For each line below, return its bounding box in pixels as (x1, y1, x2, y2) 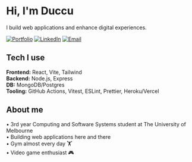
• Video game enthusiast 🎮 (6, 149, 74, 156)
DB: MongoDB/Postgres (6, 81, 65, 88)
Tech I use (6, 52, 45, 63)
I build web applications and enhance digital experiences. (6, 24, 147, 31)
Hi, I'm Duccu (6, 4, 74, 18)
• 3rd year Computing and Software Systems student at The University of (6, 120, 186, 127)
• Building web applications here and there (6, 133, 111, 141)
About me (6, 105, 43, 115)
